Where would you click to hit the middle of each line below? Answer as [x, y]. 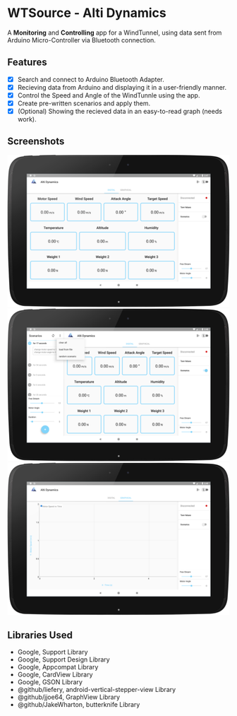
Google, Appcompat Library [58, 667]
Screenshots [36, 142]
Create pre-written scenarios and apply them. [84, 103]
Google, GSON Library [50, 682]
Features [27, 63]
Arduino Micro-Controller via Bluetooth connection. [82, 40]
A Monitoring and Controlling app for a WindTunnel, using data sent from [115, 33]
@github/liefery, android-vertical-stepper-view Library [97, 690]
